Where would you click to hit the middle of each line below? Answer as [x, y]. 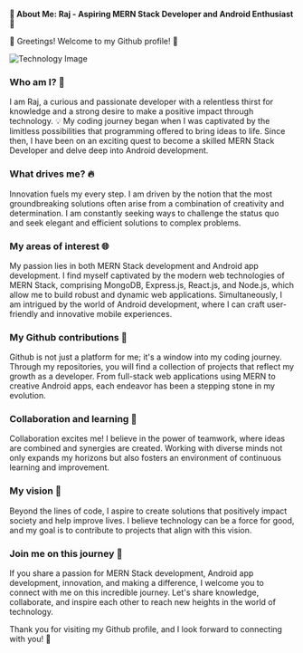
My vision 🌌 [35, 491]
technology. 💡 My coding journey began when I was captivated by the [140, 121]
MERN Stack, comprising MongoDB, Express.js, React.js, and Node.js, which [152, 284]
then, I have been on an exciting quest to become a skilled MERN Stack [142, 141]
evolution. [28, 396]
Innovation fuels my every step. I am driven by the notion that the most [141, 194]
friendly [24, 313]
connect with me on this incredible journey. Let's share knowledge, [134, 592]
